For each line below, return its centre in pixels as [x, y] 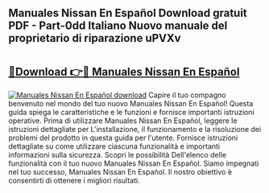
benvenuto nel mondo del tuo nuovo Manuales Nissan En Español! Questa [131, 103]
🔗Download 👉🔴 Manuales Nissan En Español [124, 72]
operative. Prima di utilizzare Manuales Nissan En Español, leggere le [123, 121]
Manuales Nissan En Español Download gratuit [128, 13]
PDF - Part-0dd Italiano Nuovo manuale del [118, 26]
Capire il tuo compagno [187, 95]
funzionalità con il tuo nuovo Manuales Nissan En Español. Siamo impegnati [134, 163]
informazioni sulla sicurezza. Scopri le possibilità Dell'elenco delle [118, 155]
